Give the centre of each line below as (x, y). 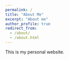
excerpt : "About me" (27, 19)
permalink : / (19, 10)
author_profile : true (28, 24)
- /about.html (24, 38)
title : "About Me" (24, 14)
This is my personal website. (35, 52)
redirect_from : (21, 28)
